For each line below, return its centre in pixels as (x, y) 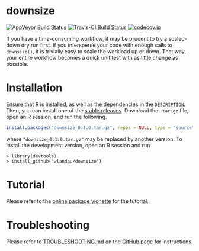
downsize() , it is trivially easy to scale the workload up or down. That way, (96, 51)
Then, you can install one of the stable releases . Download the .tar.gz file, (97, 110)
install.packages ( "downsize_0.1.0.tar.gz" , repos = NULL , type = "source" (100, 128)
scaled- (178, 38)
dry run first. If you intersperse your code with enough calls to (97, 45)
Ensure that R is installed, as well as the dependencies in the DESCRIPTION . (96, 104)
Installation (34, 88)
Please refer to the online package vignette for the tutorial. (78, 201)
